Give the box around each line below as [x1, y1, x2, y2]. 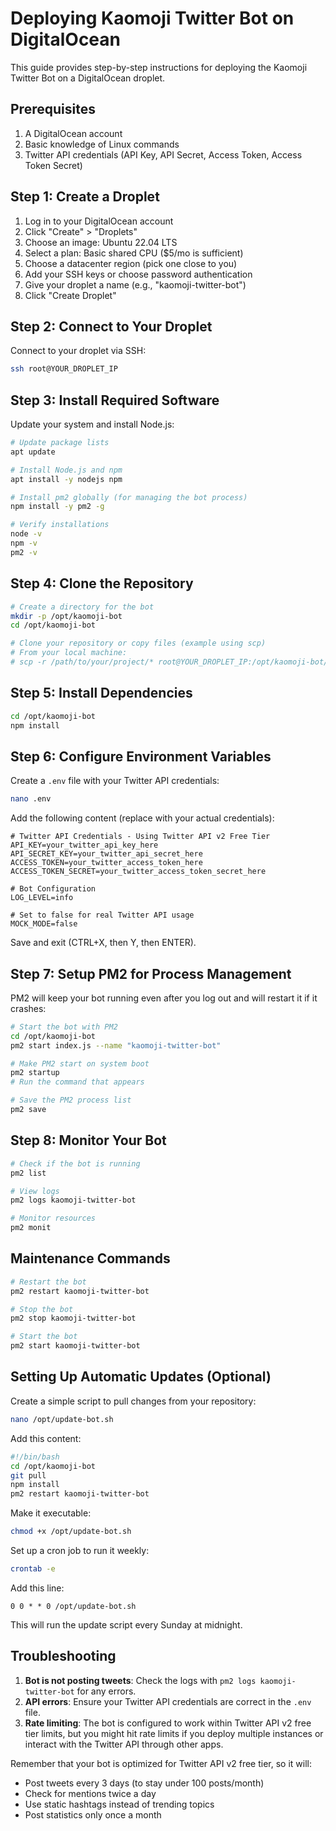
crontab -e [10, 1564, 56, 1574]
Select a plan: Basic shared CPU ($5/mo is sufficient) [24, 247, 244, 259]
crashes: [10, 1002, 47, 1014]
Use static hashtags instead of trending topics [24, 1798, 215, 1810]
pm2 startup [10, 1068, 60, 1078]
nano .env [10, 794, 52, 804]
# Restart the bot [10, 1277, 87, 1287]
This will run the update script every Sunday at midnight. [10, 1618, 243, 1631]
